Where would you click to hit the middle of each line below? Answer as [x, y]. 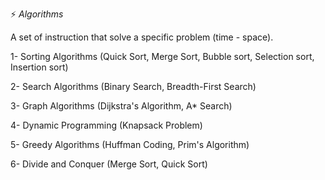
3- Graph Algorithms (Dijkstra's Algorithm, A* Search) [121, 106]
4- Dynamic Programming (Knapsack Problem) [106, 125]
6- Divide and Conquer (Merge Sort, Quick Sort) [109, 164]
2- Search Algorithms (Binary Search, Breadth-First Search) [133, 86]
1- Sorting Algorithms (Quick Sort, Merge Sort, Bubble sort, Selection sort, [162, 56]
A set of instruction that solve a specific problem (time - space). [142, 37]
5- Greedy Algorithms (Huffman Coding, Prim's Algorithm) [130, 144]
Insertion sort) [39, 67]
